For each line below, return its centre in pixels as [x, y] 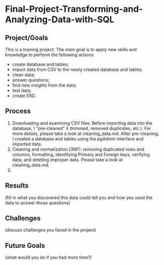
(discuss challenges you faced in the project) [51, 230]
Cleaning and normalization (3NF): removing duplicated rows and [78, 149]
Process [18, 111]
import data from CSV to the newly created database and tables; [77, 69]
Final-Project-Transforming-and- [74, 9]
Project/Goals [27, 38]
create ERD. [24, 96]
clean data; [24, 75]
